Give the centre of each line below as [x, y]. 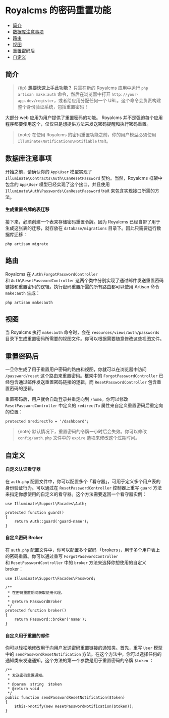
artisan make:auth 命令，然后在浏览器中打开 [64, 94]
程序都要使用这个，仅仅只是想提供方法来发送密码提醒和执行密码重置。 [78, 124]
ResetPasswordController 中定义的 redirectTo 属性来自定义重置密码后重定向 [84, 405]
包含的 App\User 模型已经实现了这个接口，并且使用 [58, 184]
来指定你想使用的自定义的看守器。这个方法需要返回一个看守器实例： [76, 494]
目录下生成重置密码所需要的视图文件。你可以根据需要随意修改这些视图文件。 [85, 339]
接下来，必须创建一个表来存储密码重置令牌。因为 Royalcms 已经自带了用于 [83, 221]
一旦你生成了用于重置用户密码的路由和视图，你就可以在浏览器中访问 [76, 369]
